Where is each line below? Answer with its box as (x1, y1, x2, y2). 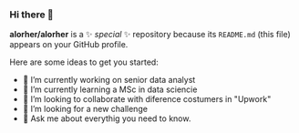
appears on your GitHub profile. (9, 39, 129, 50)
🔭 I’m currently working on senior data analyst (22, 75, 196, 86)
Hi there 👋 (9, 8, 55, 21)
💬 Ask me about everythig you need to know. (22, 113, 191, 124)
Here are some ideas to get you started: (9, 56, 160, 67)
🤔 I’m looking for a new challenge (22, 104, 149, 115)
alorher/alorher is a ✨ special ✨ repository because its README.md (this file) (9, 29, 291, 40)
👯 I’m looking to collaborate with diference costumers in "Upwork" (22, 94, 272, 105)
